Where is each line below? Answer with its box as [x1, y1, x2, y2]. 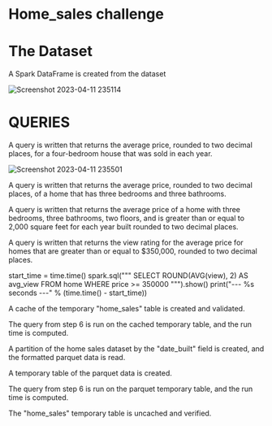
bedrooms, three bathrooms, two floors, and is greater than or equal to [8, 213, 245, 224]
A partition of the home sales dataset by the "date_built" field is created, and [8, 344, 265, 354]
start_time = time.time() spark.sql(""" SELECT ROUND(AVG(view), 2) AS [8, 271, 249, 280]
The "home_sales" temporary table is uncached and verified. [8, 408, 212, 419]
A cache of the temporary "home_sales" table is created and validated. [8, 304, 245, 314]
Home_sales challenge [8, 5, 164, 24]
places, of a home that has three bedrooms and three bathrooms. [8, 189, 227, 199]
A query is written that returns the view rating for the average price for [8, 237, 244, 248]
